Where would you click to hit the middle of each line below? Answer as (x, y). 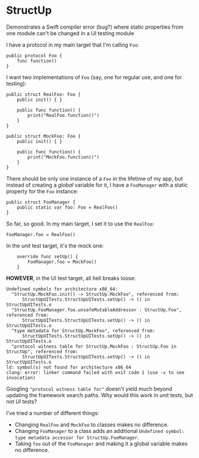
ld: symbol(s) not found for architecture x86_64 (69, 367)
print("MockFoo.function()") (64, 157)
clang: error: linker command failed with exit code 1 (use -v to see (95, 372)
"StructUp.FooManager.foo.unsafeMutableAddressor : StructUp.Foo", (97, 310)
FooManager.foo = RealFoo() (41, 234)
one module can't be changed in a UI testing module (70, 33)
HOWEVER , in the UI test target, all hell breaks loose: (71, 278)
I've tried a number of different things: (53, 413)
